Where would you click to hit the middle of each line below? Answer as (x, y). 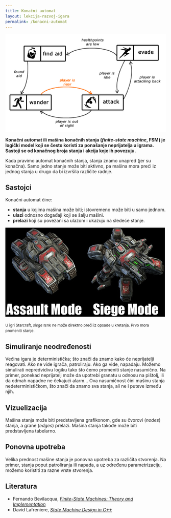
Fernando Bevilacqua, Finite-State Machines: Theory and (73, 499)
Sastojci (18, 187)
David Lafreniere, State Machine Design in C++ (62, 509)
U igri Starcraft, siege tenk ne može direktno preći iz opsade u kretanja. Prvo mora (77, 325)
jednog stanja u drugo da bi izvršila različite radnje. (59, 171)
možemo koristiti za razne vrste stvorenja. (49, 470)
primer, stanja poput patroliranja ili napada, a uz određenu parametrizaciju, (84, 465)
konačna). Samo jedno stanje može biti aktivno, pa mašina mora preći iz (81, 166)
